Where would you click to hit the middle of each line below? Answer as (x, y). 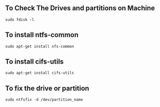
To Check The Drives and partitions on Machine (80, 8)
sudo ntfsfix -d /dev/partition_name (44, 100)
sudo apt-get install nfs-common (40, 46)
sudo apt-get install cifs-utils (40, 73)
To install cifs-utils (34, 62)
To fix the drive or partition (47, 88)
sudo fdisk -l (20, 19)
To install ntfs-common (42, 35)
